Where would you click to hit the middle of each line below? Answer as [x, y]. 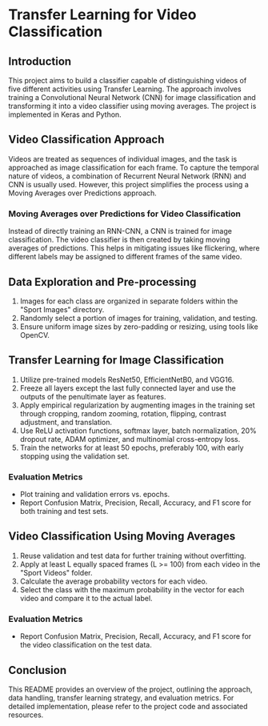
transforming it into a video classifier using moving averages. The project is [132, 106]
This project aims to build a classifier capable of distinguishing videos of [128, 80]
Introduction [40, 61]
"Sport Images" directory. [62, 309]
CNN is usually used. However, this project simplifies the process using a [129, 184]
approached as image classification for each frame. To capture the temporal [134, 167]
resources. [26, 715]
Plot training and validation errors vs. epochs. [95, 495]
